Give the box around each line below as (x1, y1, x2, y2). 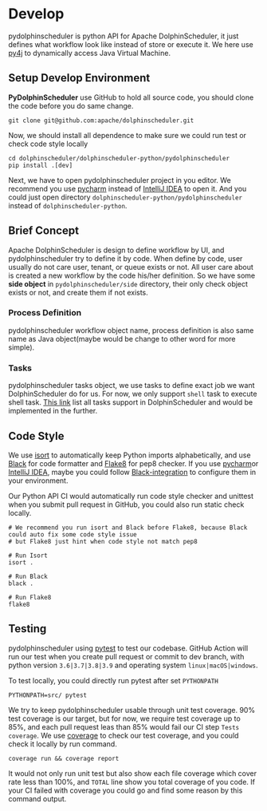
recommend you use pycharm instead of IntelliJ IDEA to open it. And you (8, 184, 247, 193)
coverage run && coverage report (8, 754, 120, 762)
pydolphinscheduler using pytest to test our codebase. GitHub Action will (8, 643, 249, 653)
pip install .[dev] (8, 161, 73, 169)
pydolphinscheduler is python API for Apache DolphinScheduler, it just (8, 31, 239, 41)
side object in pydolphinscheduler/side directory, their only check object (8, 279, 249, 288)
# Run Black (8, 572, 48, 580)
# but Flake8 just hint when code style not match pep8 (8, 537, 198, 545)
